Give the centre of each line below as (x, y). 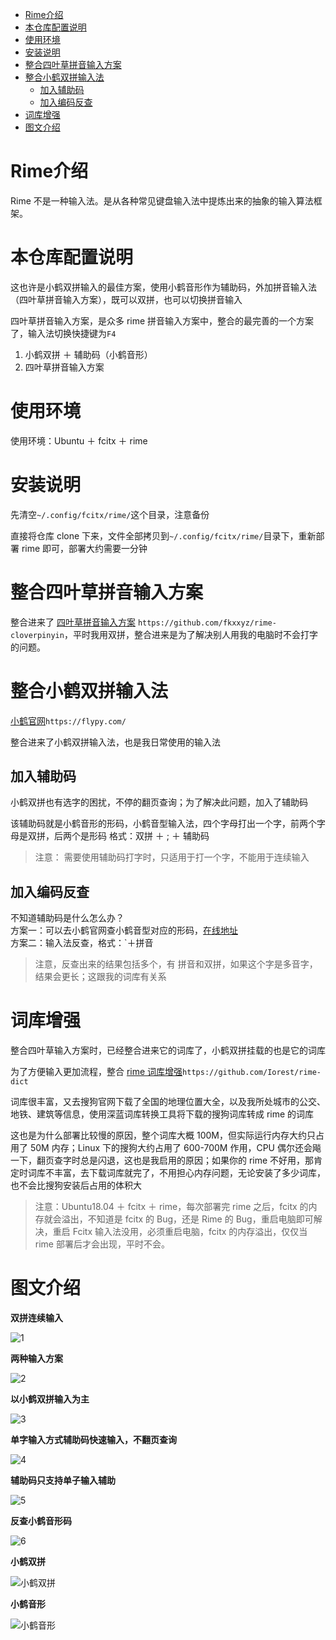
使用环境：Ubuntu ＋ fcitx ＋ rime (79, 440)
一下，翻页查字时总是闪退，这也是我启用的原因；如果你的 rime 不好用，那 (162, 1160)
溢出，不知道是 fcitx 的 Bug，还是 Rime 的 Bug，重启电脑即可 (187, 1219)
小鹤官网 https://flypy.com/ (68, 720)
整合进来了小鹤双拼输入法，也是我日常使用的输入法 (115, 742)
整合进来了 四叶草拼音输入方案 (73, 622)
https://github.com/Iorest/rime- (252, 1073)
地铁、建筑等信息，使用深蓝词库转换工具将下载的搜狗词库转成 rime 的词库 (162, 1114)
